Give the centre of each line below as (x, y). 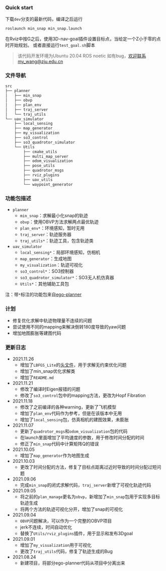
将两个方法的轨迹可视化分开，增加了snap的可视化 (71, 509)
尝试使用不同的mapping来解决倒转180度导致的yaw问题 (69, 327)
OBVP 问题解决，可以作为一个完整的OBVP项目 (66, 521)
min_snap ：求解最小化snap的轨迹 (54, 216)
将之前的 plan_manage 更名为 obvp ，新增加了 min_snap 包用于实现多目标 (90, 497)
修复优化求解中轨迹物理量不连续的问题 (52, 320)
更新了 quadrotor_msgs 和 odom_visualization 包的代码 (74, 431)
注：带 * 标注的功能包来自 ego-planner (44, 295)
